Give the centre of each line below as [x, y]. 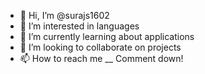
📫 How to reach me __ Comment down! [101, 58]
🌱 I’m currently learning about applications [107, 36]
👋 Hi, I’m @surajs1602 [64, 15]
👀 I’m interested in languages [79, 26]
